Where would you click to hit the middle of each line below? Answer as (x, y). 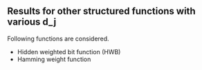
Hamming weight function (54, 59)
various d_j (32, 22)
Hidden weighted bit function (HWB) (69, 51)
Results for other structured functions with (101, 11)
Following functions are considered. (58, 38)
